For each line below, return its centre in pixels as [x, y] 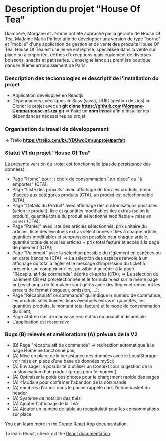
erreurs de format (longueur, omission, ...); [55, 290]
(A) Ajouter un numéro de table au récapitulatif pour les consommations [85, 409]
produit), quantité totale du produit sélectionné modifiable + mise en [82, 216]
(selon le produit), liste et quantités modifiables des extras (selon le [81, 211]
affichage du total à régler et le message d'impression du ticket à [79, 263]
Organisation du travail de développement [57, 129]
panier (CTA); [26, 221]
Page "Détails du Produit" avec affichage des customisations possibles [85, 205]
